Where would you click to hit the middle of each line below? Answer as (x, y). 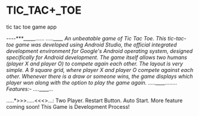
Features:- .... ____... (30, 89)
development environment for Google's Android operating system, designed (99, 51)
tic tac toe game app (32, 27)
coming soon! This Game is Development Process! (68, 106)
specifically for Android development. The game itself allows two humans (97, 57)
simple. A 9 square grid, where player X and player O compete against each (100, 70)
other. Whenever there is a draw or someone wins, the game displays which (100, 76)
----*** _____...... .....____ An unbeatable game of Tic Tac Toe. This (86, 38)
